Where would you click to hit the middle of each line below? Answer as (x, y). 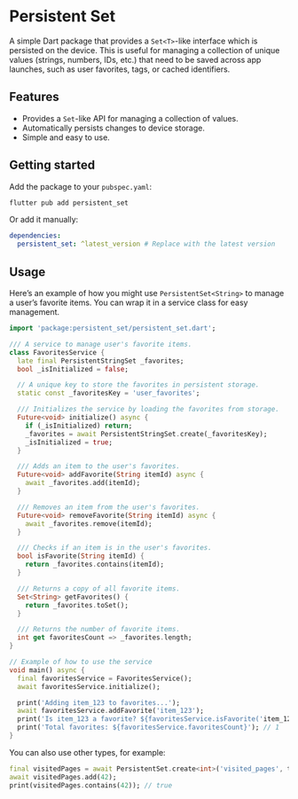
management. (35, 312)
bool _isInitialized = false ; (73, 369)
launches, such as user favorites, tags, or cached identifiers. (120, 69)
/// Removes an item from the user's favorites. (109, 507)
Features (34, 97)
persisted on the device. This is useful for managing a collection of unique (145, 50)
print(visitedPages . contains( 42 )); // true (91, 785)
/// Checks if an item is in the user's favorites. (115, 548)
